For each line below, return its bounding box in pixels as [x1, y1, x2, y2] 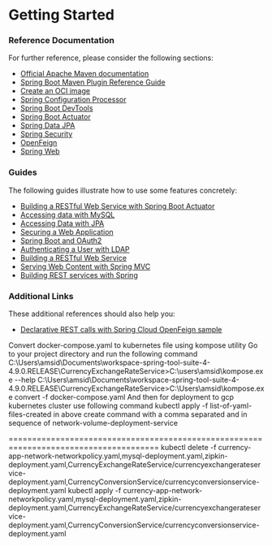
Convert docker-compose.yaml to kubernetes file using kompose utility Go [8, 340, 258, 350]
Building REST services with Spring [19, 270, 138, 279]
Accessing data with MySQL [19, 210, 115, 219]
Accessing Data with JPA [19, 218, 105, 228]
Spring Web [19, 146, 60, 156]
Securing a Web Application [19, 227, 114, 236]
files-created [8, 409, 52, 419]
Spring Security [19, 129, 73, 139]
